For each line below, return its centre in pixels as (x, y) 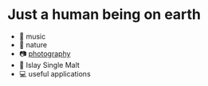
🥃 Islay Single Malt (49, 65)
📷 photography (45, 54)
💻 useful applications (55, 73)
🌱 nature (33, 44)
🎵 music (32, 36)
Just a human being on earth (104, 15)
